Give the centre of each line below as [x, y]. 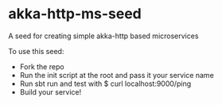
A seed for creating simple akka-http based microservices [103, 36]
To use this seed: [36, 51]
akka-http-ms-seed [75, 14]
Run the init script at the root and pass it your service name [117, 75]
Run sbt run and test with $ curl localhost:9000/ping [105, 84]
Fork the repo [42, 66]
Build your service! [51, 91]
